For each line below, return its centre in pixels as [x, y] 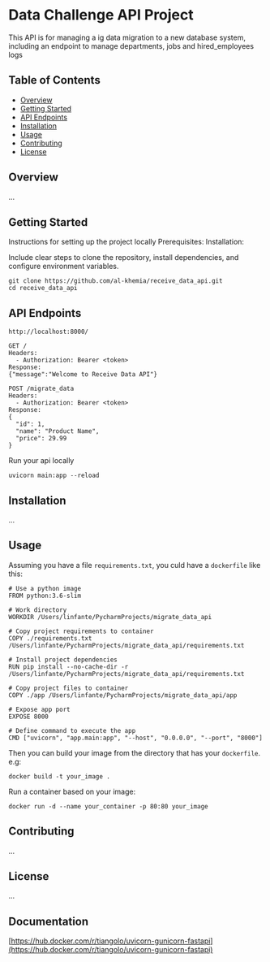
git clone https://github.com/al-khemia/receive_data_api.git [116, 281]
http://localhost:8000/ [49, 332]
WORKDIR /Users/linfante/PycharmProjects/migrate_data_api [110, 617]
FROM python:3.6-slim [45, 596]
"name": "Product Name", [58, 431]
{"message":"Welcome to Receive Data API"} [83, 375]
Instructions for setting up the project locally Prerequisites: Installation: [126, 242]
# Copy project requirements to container [81, 631]
